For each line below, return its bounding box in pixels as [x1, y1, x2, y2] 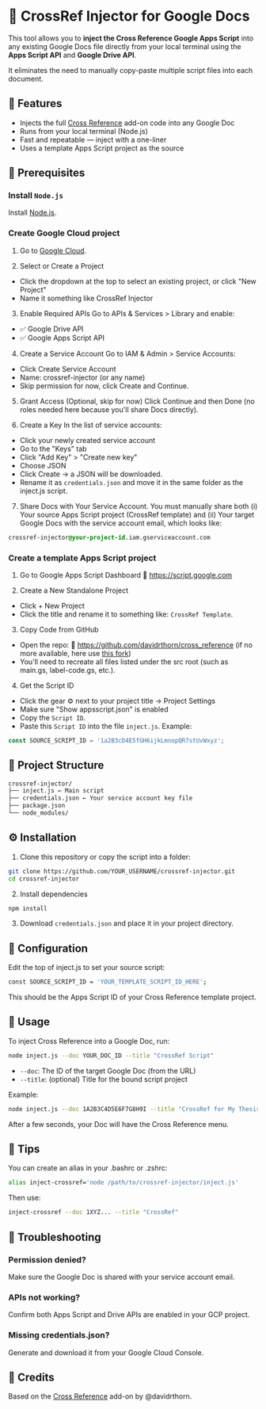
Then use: [8, 1193, 41, 1203]
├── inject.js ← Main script [8, 787, 104, 795]
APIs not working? [8, 1292, 81, 1303]
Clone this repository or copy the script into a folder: [19, 852, 191, 861]
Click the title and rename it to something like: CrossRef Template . [19, 609, 234, 619]
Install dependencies [19, 889, 89, 899]
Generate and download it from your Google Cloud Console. [8, 1347, 204, 1357]
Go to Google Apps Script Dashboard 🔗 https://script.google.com [19, 570, 233, 579]
